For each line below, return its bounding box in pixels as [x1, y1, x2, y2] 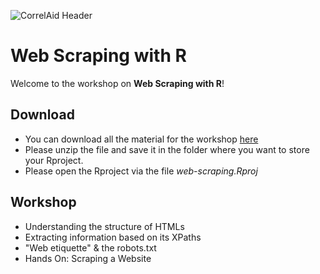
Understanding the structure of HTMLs [24, 220, 185, 232]
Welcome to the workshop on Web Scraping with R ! [10, 77, 225, 89]
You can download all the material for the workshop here [24, 133, 259, 145]
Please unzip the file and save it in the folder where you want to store [24, 143, 310, 155]
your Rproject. [24, 154, 84, 166]
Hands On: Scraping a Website [24, 252, 152, 264]
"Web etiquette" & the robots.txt [24, 241, 157, 254]
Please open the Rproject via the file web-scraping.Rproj [24, 165, 258, 177]
